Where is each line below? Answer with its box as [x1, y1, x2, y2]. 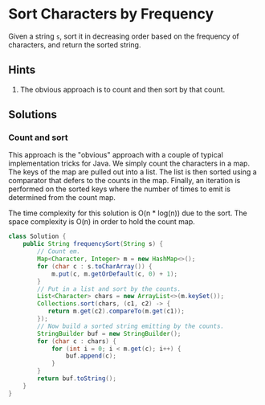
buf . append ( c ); [65, 352, 116, 360]
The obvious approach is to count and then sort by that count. [19, 84, 226, 94]
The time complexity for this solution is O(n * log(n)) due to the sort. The [8, 208, 247, 218]
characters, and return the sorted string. [8, 39, 141, 49]
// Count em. [37, 247, 81, 256]
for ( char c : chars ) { [37, 337, 116, 346]
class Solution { [8, 232, 67, 241]
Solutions [8, 108, 58, 121]
